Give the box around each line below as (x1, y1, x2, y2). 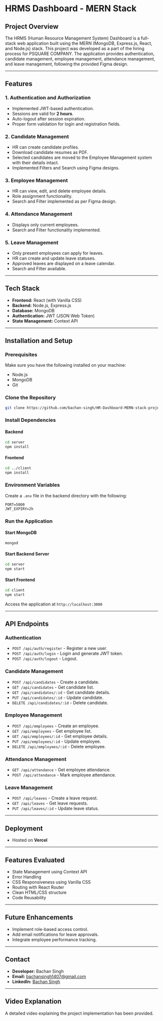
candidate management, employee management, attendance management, (5, 56, 155, 61)
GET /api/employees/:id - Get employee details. (12, 733, 108, 739)
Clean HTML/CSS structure (12, 889, 67, 895)
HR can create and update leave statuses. (12, 255, 96, 261)
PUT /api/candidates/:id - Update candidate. (12, 695, 104, 700)
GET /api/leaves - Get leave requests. (12, 800, 88, 806)
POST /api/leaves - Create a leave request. (12, 795, 98, 801)
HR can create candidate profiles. (12, 144, 79, 150)
